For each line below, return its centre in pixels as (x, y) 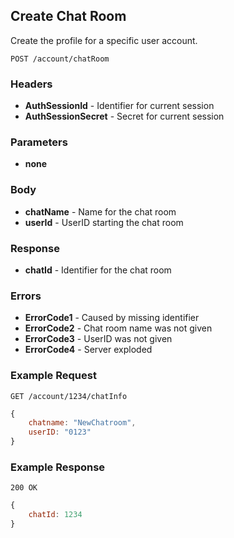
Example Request (53, 376)
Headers (31, 84)
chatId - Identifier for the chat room (98, 270)
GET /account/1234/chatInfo (69, 396)
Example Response (58, 467)
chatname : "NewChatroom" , (82, 423)
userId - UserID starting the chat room (104, 222)
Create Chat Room (68, 16)
